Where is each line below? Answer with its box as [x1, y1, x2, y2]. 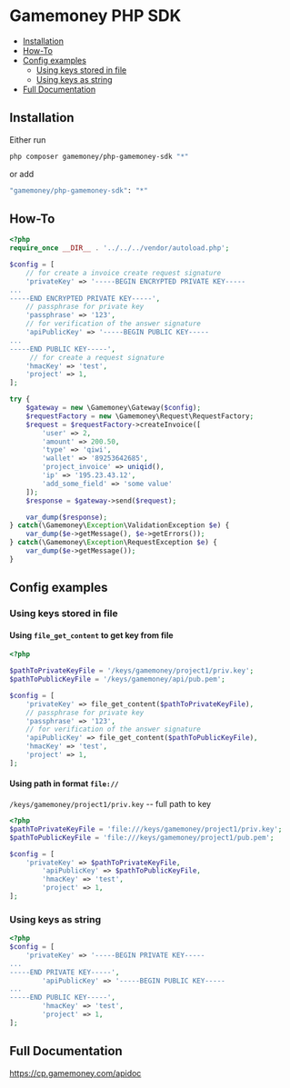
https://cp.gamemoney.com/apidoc [9, 1067, 142, 1078]
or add [9, 168, 35, 179]
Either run [9, 134, 46, 145]
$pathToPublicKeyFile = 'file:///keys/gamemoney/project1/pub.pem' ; [9, 833, 275, 842]
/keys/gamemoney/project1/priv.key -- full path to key [9, 799, 212, 810]
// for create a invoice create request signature [25, 268, 222, 277]
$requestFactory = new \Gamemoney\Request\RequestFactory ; [25, 411, 255, 421]
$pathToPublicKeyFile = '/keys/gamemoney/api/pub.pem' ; [9, 674, 225, 684]
